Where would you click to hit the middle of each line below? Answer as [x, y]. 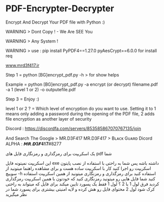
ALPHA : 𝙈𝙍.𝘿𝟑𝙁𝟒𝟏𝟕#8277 [34, 144]
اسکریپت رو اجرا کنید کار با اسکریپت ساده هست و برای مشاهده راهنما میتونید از [78, 168]
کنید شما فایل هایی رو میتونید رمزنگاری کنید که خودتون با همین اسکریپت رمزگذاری [81, 178]
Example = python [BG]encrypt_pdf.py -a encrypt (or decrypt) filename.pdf [82, 84]
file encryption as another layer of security [49, 119]
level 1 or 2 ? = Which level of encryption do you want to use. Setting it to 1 [81, 108]
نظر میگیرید [16, 194]
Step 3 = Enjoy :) [23, 99]
